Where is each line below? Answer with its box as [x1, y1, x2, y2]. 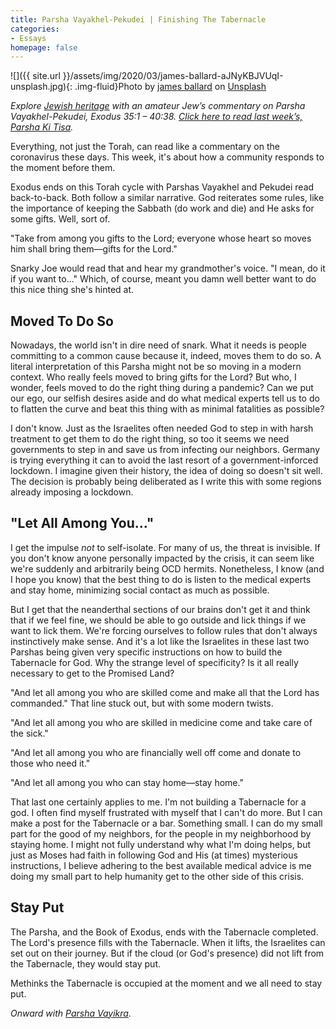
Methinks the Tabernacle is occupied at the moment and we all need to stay [10, 977, 323, 989]
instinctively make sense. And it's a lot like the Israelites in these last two [10, 635, 310, 647]
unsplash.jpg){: [10, 81, 73, 93]
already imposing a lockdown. [10, 486, 134, 498]
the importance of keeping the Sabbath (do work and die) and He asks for [10, 202, 315, 215]
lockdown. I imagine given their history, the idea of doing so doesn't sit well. [10, 465, 323, 477]
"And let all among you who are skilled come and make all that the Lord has [10, 686, 320, 698]
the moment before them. [10, 162, 116, 174]
